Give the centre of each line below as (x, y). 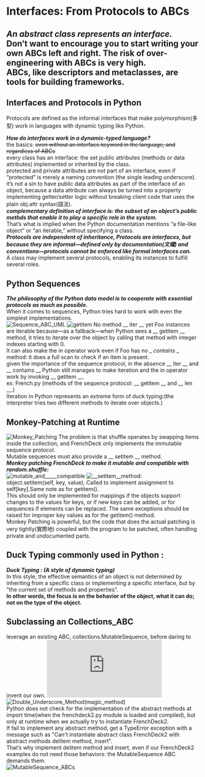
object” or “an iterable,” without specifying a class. (70, 231)
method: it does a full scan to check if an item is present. (78, 357)
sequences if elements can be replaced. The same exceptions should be (98, 509)
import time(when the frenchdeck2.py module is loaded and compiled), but (101, 715)
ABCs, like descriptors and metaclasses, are (92, 72)
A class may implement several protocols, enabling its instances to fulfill (97, 258)
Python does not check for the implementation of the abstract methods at (99, 708)
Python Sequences (43, 284)
